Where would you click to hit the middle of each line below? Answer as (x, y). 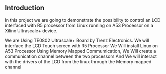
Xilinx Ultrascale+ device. (31, 31)
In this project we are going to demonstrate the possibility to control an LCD (83, 20)
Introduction (25, 8)
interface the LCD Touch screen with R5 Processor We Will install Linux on (82, 46)
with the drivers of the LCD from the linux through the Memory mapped (78, 61)
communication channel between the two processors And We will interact (81, 56)
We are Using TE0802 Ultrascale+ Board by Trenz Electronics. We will (77, 40)
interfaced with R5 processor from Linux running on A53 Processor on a (79, 25)
